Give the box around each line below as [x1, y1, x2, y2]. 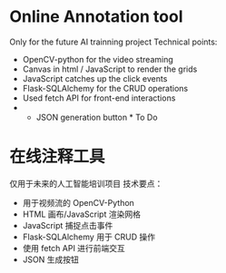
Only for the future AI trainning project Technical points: [9, 36, 218, 47]
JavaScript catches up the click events [22, 73, 168, 83]
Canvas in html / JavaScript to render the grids [22, 63, 198, 74]
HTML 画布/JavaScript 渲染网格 [22, 209, 141, 219]
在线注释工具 [9, 147, 106, 167]
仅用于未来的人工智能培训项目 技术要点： [9, 178, 163, 189]
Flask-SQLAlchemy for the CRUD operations [22, 83, 189, 93]
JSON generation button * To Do [35, 112, 158, 122]
